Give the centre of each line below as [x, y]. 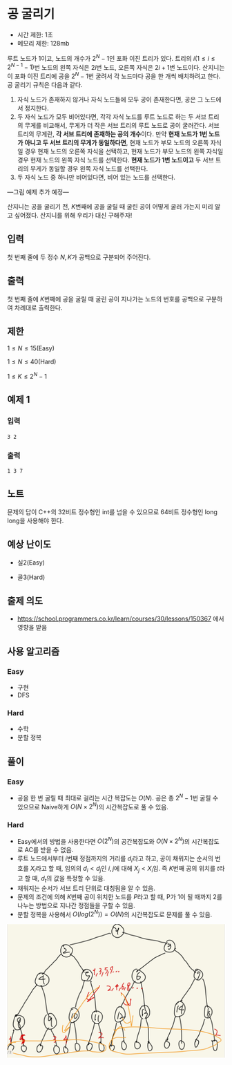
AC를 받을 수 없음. [49, 850]
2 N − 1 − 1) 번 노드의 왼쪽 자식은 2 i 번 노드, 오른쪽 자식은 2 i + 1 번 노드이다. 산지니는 [116, 66]
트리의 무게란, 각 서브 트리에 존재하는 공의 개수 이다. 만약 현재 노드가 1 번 [112, 134]
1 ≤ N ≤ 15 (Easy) [31, 348]
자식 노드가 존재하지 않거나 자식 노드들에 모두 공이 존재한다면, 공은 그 [110, 99]
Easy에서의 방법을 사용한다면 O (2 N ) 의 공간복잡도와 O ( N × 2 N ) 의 [104, 840]
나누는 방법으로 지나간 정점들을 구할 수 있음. [76, 905]
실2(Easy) [31, 562]
